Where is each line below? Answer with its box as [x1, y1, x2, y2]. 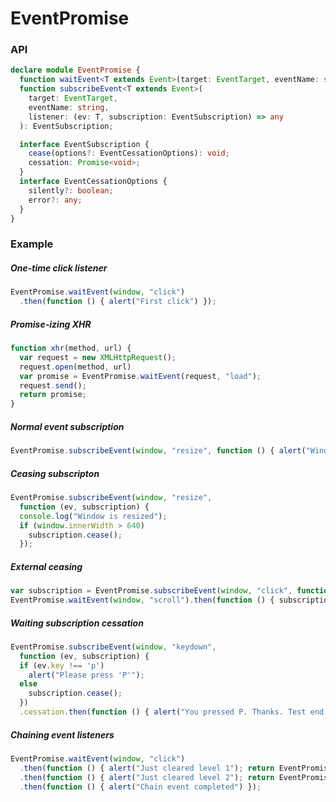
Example [10, 237, 54, 251]
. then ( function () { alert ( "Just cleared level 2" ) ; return [19, 772, 275, 782]
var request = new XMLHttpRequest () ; [19, 352, 177, 362]
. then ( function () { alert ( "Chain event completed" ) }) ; [19, 782, 262, 792]
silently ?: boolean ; [28, 185, 114, 196]
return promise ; [19, 390, 87, 400]
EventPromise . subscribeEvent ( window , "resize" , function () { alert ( [10, 446, 307, 456]
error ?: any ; [28, 195, 83, 205]
